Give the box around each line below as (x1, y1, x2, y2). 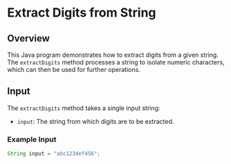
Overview (7, 33, 50, 44)
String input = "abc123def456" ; (7, 150, 100, 157)
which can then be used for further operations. (7, 66, 140, 73)
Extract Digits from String (7, 5, 157, 21)
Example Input (7, 134, 57, 144)
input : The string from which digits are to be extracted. (17, 117, 174, 125)
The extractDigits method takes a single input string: (7, 104, 160, 112)
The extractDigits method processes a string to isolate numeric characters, (7, 58, 225, 66)
